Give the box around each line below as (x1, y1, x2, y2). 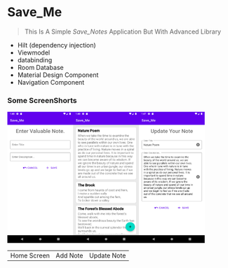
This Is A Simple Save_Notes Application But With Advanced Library (24, 27, 222, 36)
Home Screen (10, 251, 51, 260)
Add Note (55, 251, 83, 260)
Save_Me (7, 4, 62, 20)
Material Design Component (17, 71, 99, 79)
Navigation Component (17, 78, 85, 86)
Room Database (17, 63, 65, 71)
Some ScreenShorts (7, 95, 77, 105)
